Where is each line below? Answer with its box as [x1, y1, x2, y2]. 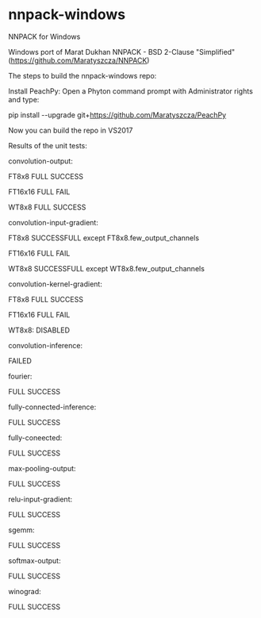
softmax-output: [8, 555, 61, 565]
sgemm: [8, 525, 35, 535]
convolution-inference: [8, 340, 83, 350]
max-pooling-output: [8, 463, 77, 473]
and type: [8, 94, 40, 104]
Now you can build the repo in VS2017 [8, 125, 133, 135]
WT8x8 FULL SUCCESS [8, 202, 86, 212]
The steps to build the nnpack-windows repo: [8, 71, 157, 80]
